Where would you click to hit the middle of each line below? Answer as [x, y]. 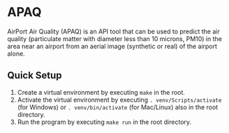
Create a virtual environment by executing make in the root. [101, 92]
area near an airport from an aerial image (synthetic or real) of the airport [112, 46]
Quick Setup [35, 76]
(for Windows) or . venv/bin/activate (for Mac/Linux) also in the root [118, 107]
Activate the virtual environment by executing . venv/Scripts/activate [119, 100]
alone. [16, 54]
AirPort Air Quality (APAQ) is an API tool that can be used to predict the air [113, 31]
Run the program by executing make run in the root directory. [104, 122]
